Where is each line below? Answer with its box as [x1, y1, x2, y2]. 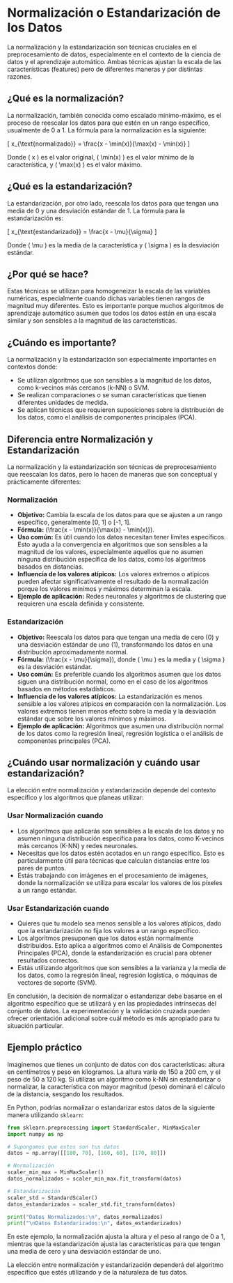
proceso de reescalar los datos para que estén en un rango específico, [7, 118, 211, 127]
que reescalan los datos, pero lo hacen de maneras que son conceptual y [7, 470, 218, 478]
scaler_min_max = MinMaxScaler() [7, 1169, 104, 1176]
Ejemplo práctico [7, 1042, 82, 1054]
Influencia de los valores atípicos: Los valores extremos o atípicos [17, 570, 210, 578]
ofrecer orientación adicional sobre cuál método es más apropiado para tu [7, 1014, 220, 1022]
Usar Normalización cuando [7, 810, 104, 820]
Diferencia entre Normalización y [7, 433, 154, 445]
